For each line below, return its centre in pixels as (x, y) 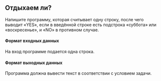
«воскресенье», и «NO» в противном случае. (52, 30)
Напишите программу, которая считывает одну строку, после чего (74, 19)
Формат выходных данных (34, 63)
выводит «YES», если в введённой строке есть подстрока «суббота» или (81, 25)
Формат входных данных (32, 41)
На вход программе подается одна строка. (50, 52)
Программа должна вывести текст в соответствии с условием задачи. (78, 73)
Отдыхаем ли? (28, 8)
